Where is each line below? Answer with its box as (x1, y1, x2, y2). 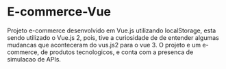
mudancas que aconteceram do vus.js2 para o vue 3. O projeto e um (7, 41, 201, 49)
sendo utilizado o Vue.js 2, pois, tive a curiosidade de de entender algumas (7, 33, 219, 41)
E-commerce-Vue (7, 4, 112, 20)
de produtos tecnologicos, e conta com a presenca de (40, 48, 194, 56)
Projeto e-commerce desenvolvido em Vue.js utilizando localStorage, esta (7, 26, 216, 34)
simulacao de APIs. (7, 55, 62, 63)
